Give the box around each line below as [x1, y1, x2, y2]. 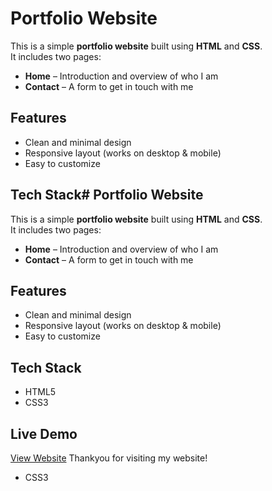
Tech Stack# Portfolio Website [10, 187, 204, 204]
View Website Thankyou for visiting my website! [10, 452, 208, 464]
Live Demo [10, 425, 78, 442]
